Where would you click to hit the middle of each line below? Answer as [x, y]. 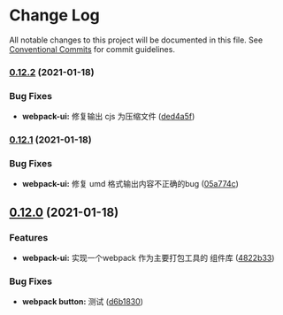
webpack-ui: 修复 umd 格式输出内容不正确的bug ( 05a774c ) [130, 184]
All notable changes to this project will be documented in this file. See [136, 40]
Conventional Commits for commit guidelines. [92, 49]
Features [29, 237]
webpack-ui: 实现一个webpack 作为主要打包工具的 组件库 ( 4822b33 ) [148, 258]
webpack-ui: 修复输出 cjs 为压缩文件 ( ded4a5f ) [108, 117]
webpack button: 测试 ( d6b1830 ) [83, 302]
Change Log [54, 15]
